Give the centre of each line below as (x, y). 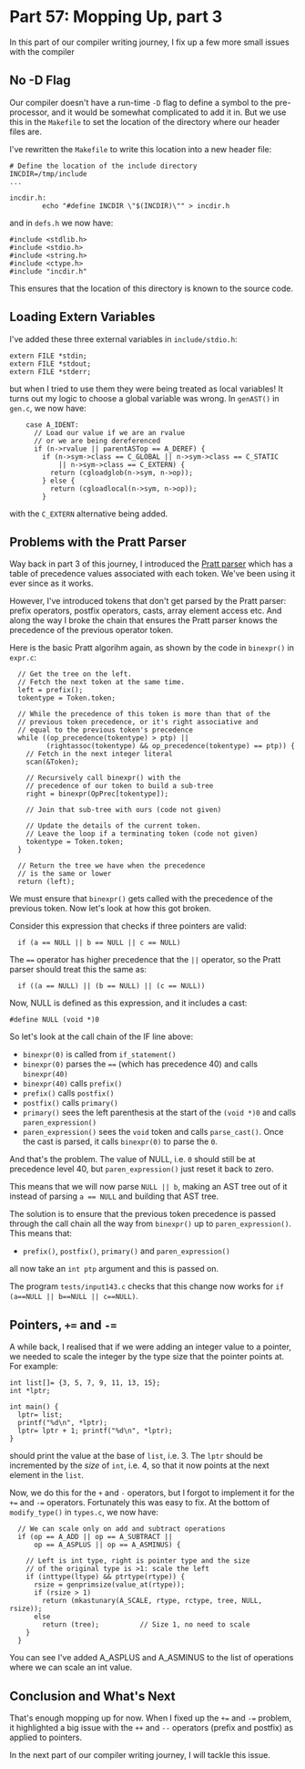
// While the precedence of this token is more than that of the (144, 714)
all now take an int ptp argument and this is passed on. (114, 1269)
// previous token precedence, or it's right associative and (138, 723)
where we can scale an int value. (71, 1668)
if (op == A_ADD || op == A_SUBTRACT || (95, 1537)
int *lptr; (30, 1391)
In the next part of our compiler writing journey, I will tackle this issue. (140, 1755)
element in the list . (47, 1475)
